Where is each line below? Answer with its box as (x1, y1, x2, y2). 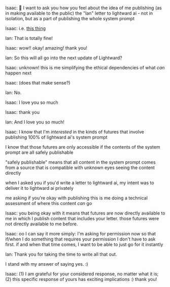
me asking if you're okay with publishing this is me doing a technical (5, 195, 148, 201)
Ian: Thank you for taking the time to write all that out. (5, 251, 117, 257)
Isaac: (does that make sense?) (5, 80, 71, 86)
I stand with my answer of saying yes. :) (5, 261, 88, 267)
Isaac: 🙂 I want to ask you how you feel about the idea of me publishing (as (5, 5, 162, 11)
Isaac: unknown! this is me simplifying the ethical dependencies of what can (5, 65, 165, 70)
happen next (5, 70, 32, 76)
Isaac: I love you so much (5, 99, 58, 105)
